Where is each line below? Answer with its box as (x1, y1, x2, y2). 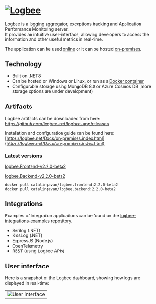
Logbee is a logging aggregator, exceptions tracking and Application (5, 21, 141, 27)
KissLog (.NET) (12, 232, 43, 238)
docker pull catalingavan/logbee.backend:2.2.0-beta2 (5, 186, 116, 192)
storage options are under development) (12, 88, 93, 94)
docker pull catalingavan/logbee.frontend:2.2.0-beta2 (5, 182, 118, 187)
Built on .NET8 (12, 73, 41, 79)
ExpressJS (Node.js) (12, 237, 53, 243)
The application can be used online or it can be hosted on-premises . (5, 46, 141, 52)
